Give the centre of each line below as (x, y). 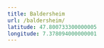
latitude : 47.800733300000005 (52, 27)
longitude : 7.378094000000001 (52, 34)
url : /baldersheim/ (36, 20)
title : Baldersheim (36, 14)
